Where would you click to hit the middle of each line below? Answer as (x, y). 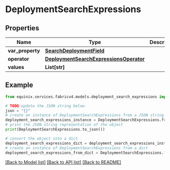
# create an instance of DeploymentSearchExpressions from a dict (77, 148)
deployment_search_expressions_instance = (51, 120)
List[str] (55, 67)
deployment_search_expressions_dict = (46, 143)
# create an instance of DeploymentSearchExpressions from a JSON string (85, 115)
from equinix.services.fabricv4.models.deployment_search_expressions (81, 97)
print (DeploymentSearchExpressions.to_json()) (55, 130)
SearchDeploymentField (75, 51)
